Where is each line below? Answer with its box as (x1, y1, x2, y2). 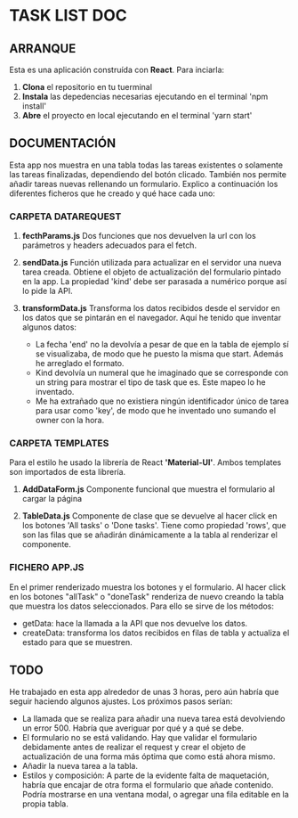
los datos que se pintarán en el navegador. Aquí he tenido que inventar (21, 313, 282, 323)
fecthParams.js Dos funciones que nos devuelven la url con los (21, 231, 256, 241)
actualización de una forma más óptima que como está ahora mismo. (21, 750, 276, 762)
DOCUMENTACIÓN (9, 135, 117, 151)
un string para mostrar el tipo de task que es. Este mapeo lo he (35, 377, 266, 388)
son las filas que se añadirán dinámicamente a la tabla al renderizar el (21, 529, 278, 540)
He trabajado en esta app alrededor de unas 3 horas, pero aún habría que (9, 686, 279, 697)
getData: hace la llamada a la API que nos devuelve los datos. (21, 618, 248, 628)
